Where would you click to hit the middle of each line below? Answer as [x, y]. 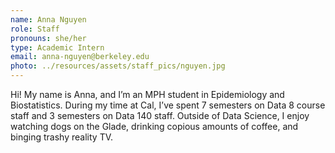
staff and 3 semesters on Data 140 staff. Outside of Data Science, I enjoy [160, 115]
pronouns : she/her [48, 38]
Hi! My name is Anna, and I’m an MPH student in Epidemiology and [147, 94]
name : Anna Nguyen [48, 19]
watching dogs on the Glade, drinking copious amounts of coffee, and [154, 126]
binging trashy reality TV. [62, 137]
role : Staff [35, 29]
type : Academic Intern [57, 47]
